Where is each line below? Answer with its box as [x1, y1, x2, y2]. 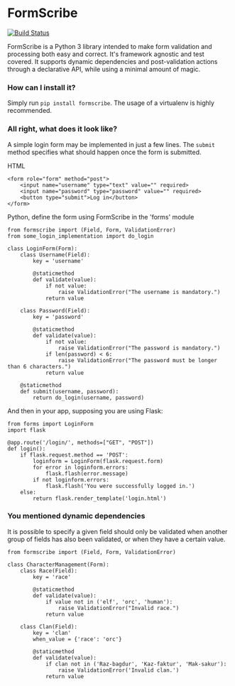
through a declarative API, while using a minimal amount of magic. [7, 65, 201, 73]
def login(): [7, 445, 46, 452]
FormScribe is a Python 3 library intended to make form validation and [7, 42, 212, 50]
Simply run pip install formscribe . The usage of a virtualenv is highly [7, 99, 215, 107]
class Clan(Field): [20, 623, 78, 630]
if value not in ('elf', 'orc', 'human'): [45, 598, 173, 605]
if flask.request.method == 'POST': [20, 451, 129, 459]
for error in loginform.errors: [33, 464, 129, 471]
